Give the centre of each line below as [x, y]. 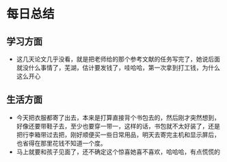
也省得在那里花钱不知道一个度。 [61, 143]
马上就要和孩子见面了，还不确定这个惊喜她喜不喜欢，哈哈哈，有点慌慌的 [118, 152]
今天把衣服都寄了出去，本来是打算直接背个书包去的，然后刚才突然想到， [118, 118]
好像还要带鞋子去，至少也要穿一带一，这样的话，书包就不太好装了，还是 [118, 126]
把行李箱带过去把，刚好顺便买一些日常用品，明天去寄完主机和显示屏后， [118, 135]
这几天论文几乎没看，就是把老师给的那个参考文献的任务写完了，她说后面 [118, 59]
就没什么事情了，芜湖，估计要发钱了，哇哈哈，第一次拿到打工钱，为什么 [118, 68]
